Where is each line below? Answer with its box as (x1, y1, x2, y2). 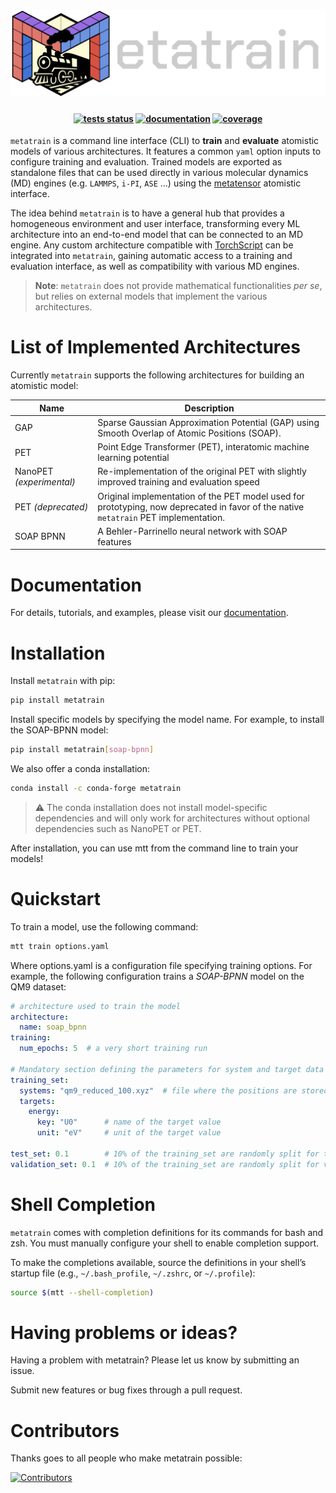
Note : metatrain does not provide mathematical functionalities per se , (34, 280, 323, 292)
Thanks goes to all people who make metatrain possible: (10, 1452, 243, 1464)
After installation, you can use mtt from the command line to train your (10, 842, 299, 854)
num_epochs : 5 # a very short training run (19, 1044, 208, 1054)
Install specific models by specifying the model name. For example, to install (10, 714, 325, 726)
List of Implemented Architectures (10, 336, 301, 359)
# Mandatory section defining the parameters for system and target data (10, 1064, 325, 1074)
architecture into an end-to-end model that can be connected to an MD (10, 229, 303, 241)
